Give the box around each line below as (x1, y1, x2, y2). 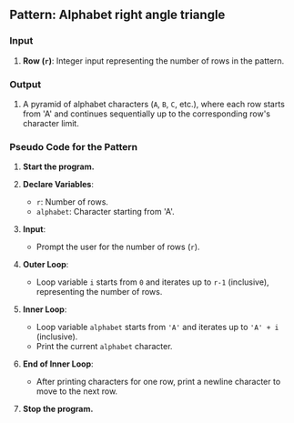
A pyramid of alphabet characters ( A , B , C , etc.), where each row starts (22, 98, 285, 109)
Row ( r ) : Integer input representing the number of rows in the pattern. (22, 55, 285, 66)
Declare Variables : (22, 179, 94, 190)
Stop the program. (22, 404, 94, 415)
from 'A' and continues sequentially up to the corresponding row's (22, 108, 271, 119)
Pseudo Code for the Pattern (9, 140, 138, 153)
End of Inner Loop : (22, 358, 94, 369)
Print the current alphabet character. (35, 341, 173, 352)
